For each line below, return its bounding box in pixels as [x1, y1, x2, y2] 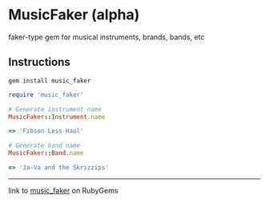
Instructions [8, 55, 70, 69]
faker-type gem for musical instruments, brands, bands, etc [8, 32, 205, 42]
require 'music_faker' [8, 91, 84, 99]
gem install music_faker [8, 76, 91, 85]
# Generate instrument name [8, 105, 102, 113]
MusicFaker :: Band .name [8, 149, 84, 157]
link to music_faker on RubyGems [8, 185, 118, 195]
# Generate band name [8, 142, 81, 150]
